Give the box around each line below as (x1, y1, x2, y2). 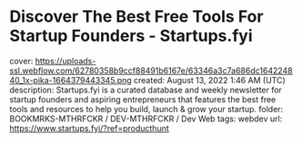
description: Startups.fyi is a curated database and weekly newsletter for (9, 84, 282, 95)
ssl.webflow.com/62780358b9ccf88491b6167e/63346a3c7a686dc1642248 (9, 65, 293, 76)
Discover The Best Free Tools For (9, 6, 264, 27)
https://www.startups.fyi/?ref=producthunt (9, 122, 170, 133)
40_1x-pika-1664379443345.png (9, 74, 132, 85)
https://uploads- (35, 55, 96, 66)
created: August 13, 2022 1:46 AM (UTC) (133, 74, 287, 85)
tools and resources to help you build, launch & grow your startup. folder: (9, 103, 284, 114)
